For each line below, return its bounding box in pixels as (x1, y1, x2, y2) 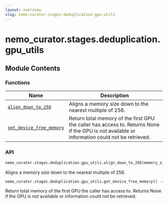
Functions (5, 79, 30, 86)
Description (100, 92, 129, 99)
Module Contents (5, 64, 60, 73)
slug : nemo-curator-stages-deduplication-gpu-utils (5, 12, 115, 17)
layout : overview (5, 7, 41, 13)
